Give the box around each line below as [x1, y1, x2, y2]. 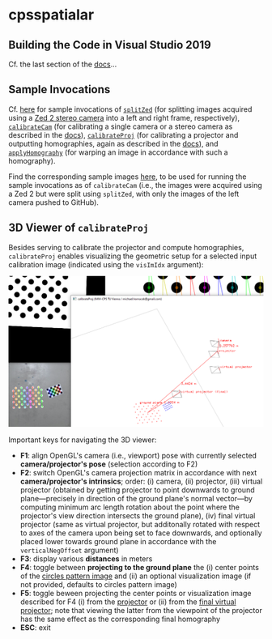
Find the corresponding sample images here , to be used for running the [8, 172, 247, 181]
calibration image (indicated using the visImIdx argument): [8, 259, 204, 269]
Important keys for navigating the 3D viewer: [8, 435, 157, 445]
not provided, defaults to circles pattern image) [19, 580, 178, 590]
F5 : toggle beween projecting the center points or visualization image [19, 589, 252, 599]
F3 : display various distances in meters [19, 554, 153, 564]
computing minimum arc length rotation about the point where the [19, 502, 240, 512]
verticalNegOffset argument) [19, 545, 119, 556]
